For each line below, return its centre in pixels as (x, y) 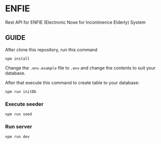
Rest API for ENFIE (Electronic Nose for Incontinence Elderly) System (76, 22)
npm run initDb (21, 92)
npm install (17, 59)
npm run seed (19, 114)
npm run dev (17, 137)
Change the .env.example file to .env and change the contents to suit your (80, 68)
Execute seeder (24, 104)
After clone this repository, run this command (51, 49)
